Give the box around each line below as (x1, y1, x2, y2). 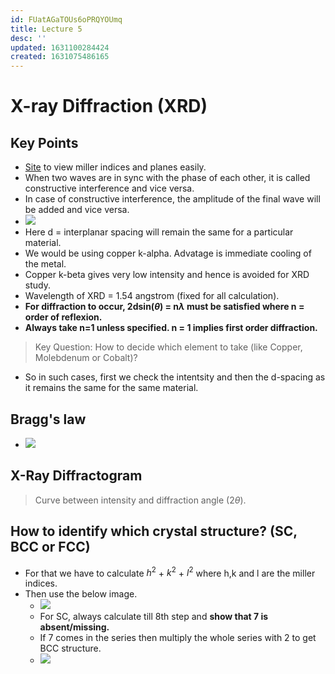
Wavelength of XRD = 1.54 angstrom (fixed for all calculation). (24, 290, 280, 302)
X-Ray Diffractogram (10, 467, 143, 485)
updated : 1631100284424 (10, 42, 110, 53)
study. (24, 279, 51, 291)
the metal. (24, 258, 67, 270)
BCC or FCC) (10, 539, 91, 556)
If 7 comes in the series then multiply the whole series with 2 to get (39, 632, 317, 644)
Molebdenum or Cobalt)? (34, 352, 138, 364)
